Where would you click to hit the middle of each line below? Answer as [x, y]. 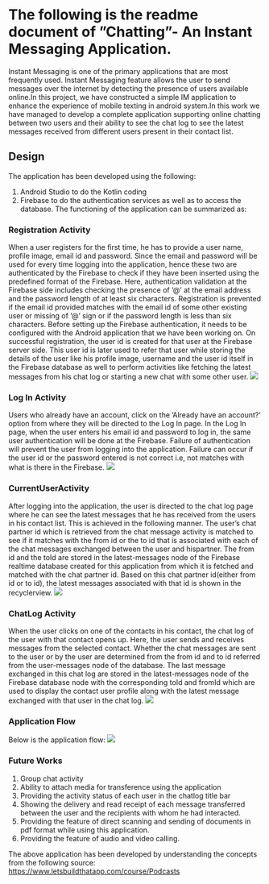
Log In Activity [37, 397]
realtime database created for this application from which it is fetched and [131, 566]
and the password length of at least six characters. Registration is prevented [135, 299]
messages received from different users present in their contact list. [121, 131]
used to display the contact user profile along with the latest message [124, 691]
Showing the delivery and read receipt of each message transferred [132, 804]
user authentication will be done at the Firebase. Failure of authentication [130, 441]
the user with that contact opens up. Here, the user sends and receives [126, 639]
